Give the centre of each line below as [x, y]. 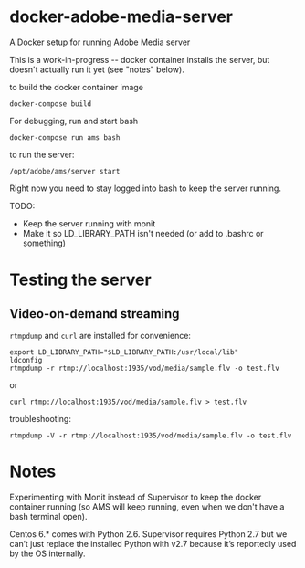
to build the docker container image [77, 87]
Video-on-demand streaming [95, 314]
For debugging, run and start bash [74, 121]
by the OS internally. [47, 553]
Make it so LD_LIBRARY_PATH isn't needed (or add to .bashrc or [143, 233]
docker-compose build [51, 104]
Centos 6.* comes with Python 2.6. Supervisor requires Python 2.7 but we [148, 534]
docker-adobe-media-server [121, 17]
